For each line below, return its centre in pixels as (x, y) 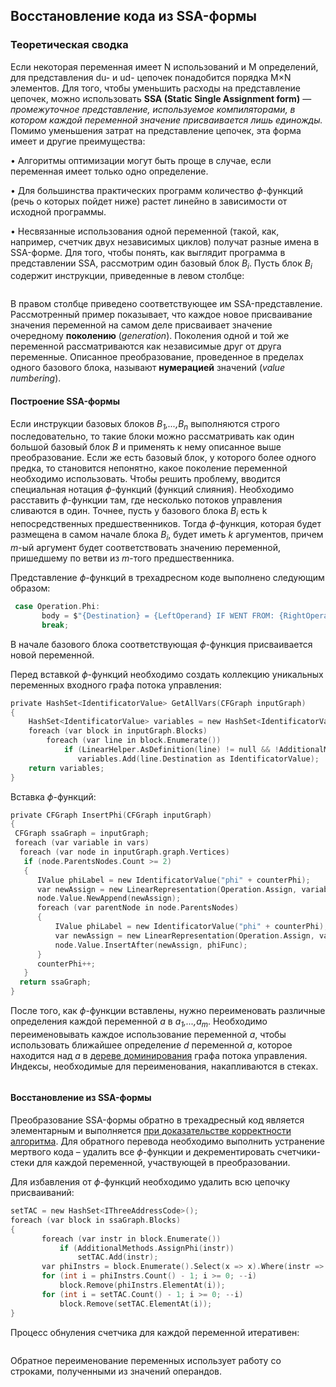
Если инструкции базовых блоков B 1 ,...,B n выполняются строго (145, 424)
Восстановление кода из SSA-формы (133, 16)
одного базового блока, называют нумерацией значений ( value (147, 368)
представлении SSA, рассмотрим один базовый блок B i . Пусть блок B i (161, 264)
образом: (30, 588)
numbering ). (36, 378)
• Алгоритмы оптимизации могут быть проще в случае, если (141, 160)
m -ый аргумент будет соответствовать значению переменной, (146, 548)
